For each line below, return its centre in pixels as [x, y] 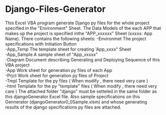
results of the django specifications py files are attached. [63, 107]
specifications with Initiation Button [41, 44]
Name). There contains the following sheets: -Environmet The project [76, 39]
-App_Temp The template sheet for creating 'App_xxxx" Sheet [68, 49]
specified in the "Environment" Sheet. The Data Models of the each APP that [83, 28]
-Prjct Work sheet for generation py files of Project [57, 75]
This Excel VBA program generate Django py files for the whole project [77, 23]
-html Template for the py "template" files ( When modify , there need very [81, 86]
